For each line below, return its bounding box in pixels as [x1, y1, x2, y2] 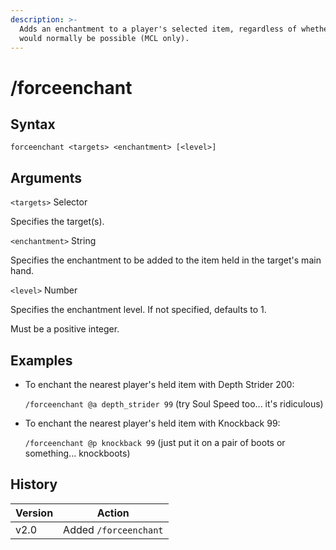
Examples [10, 352, 73, 369]
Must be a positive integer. [10, 323, 120, 335]
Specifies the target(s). [10, 216, 105, 228]
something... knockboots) [24, 447, 131, 459]
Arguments [10, 169, 83, 186]
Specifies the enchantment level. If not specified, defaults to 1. [10, 304, 267, 316]
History [10, 476, 58, 493]
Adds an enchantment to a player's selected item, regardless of [19, 24, 298, 34]
